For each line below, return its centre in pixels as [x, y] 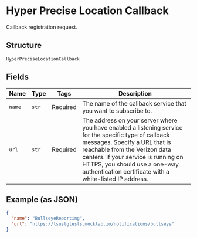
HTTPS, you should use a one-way [130, 164]
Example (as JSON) [42, 200]
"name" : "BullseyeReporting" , [48, 219]
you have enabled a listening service [132, 127]
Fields [18, 77]
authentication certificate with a [126, 171]
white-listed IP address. [115, 179]
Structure [24, 45]
